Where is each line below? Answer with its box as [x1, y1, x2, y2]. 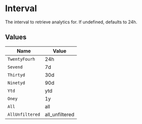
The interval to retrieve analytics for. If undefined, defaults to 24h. [5, 19, 138, 25]
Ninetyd [7, 80, 25, 86]
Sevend [7, 64, 23, 70]
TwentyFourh [7, 56, 36, 62]
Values [5, 33, 27, 41]
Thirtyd [7, 72, 25, 78]
